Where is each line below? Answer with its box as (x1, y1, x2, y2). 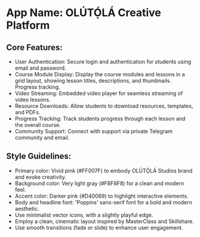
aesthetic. (14, 205, 40, 212)
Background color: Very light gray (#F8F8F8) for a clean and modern (14, 179, 184, 187)
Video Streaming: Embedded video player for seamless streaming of (14, 90, 183, 96)
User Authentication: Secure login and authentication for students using (14, 58, 192, 65)
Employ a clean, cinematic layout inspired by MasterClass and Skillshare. (14, 217, 194, 224)
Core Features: (6, 42, 63, 52)
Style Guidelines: (6, 151, 72, 161)
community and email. (14, 134, 70, 141)
